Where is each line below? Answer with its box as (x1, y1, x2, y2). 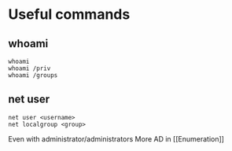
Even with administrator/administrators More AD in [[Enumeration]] (8, 134, 224, 143)
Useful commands (8, 6, 131, 24)
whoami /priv (8, 64, 51, 72)
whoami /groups (8, 72, 58, 79)
